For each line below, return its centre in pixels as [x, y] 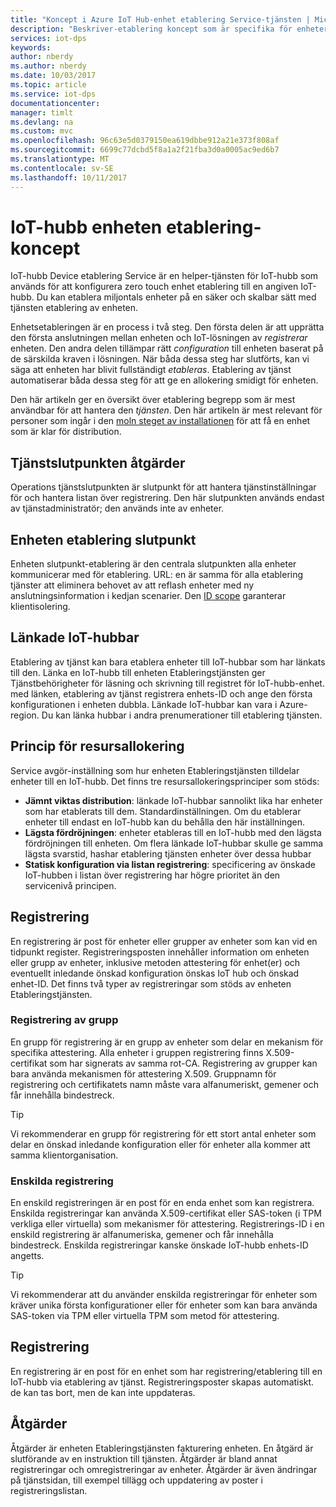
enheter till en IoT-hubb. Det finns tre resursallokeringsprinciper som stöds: [165, 781]
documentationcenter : [55, 103]
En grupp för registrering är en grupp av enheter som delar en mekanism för [167, 1042]
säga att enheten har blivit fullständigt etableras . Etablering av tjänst [151, 370]
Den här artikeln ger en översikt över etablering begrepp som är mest [153, 400]
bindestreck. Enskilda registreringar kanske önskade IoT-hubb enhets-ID [159, 1245]
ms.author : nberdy [48, 66]
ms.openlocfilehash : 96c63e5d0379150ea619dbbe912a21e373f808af [145, 141]
